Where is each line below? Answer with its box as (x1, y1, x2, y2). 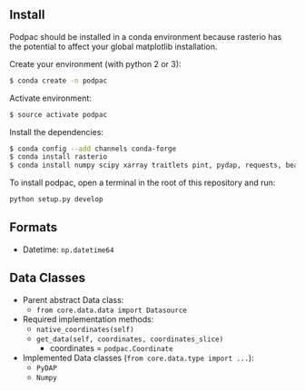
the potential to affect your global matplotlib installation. (9, 41, 218, 52)
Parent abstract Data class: (22, 294, 124, 305)
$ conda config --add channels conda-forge (9, 144, 177, 153)
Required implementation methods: (22, 313, 154, 325)
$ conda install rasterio (9, 152, 107, 161)
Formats (9, 220, 57, 235)
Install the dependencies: (9, 126, 104, 137)
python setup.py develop (9, 195, 103, 204)
